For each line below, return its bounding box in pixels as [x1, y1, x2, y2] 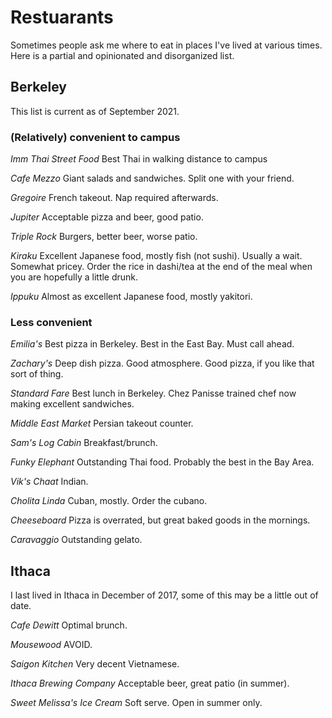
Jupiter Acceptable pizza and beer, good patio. [10, 211, 204, 223]
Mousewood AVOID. [10, 639, 93, 651]
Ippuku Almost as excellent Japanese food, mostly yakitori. [10, 291, 253, 303]
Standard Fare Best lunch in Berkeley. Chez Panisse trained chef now [10, 387, 297, 400]
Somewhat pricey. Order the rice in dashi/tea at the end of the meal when [10, 261, 313, 273]
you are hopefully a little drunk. [10, 271, 139, 283]
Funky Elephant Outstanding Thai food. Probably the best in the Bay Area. [10, 456, 315, 468]
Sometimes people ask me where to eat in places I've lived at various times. [10, 39, 323, 51]
